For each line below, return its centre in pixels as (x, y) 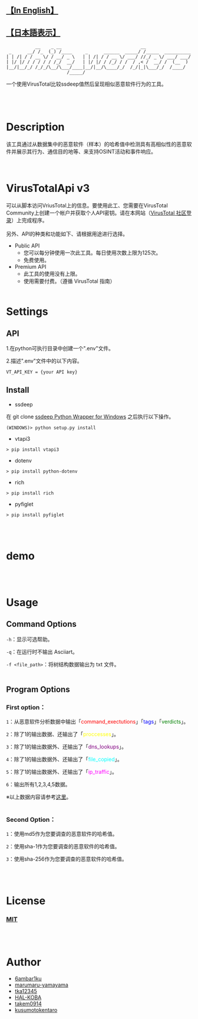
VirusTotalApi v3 (48, 188)
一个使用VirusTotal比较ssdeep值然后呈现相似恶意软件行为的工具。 (86, 84)
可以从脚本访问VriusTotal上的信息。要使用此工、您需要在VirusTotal (87, 206)
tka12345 (26, 991)
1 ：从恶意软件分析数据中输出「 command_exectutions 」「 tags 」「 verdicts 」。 (98, 721)
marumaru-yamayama (42, 985)
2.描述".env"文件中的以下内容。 (44, 361)
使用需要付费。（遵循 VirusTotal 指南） (69, 281)
